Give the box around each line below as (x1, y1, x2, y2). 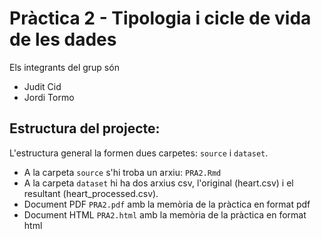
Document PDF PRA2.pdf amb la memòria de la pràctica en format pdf (23, 198, 311, 210)
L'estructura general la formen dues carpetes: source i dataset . (9, 147, 269, 159)
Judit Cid (23, 80, 62, 92)
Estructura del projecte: (9, 120, 161, 137)
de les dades (9, 28, 117, 51)
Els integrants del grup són (9, 61, 120, 73)
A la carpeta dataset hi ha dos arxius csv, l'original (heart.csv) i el (23, 177, 294, 189)
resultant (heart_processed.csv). (23, 187, 159, 199)
